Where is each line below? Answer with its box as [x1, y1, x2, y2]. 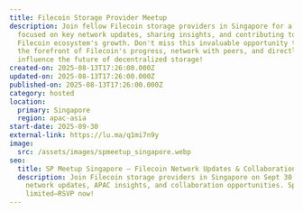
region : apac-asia [17, 114, 87, 123]
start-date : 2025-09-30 [9, 123, 99, 132]
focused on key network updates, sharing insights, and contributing [17, 30, 284, 39]
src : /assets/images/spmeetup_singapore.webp [17, 147, 192, 156]
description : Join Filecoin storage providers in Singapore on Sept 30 [17, 172, 293, 181]
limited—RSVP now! [25, 189, 95, 198]
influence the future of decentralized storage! [17, 55, 204, 64]
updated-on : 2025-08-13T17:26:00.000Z [9, 72, 155, 81]
